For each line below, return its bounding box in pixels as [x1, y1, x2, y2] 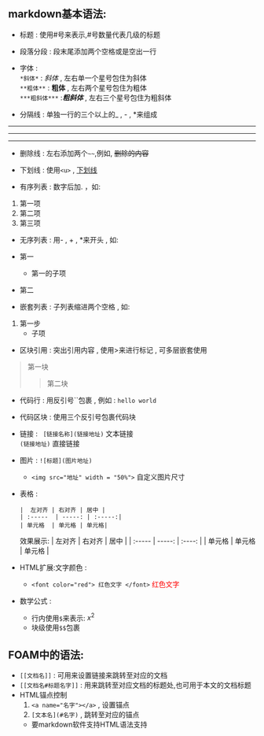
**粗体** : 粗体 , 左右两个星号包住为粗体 [19, 83, 148, 92]
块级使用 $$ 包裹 [31, 623, 80, 632]
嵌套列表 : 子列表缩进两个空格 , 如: [19, 301, 130, 311]
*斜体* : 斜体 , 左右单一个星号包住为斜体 [19, 73, 147, 83]
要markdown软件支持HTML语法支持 [31, 719, 148, 730]
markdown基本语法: [8, 7, 107, 21]
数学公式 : [19, 596, 52, 605]
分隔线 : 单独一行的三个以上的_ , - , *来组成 [19, 109, 158, 119]
